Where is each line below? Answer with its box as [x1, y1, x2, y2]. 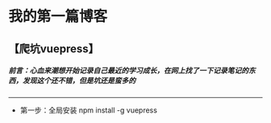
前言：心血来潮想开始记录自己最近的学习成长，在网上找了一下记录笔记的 [8, 66, 248, 76]
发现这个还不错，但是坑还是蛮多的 [22, 76, 135, 85]
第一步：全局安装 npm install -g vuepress [19, 105, 157, 115]
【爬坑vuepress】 [8, 42, 99, 55]
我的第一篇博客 [8, 7, 108, 26]
